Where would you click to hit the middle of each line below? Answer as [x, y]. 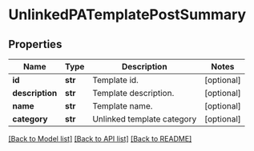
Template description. [133, 93]
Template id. [115, 80]
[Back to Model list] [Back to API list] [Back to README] [100, 139]
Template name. [122, 106]
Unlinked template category [144, 119]
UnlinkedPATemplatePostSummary [127, 15]
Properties [35, 44]
